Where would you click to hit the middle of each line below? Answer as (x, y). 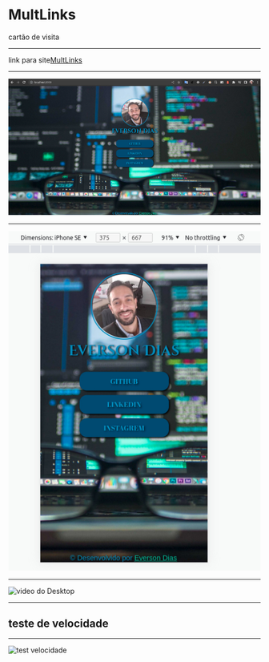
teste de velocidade (58, 624)
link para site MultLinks (45, 60)
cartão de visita (34, 37)
